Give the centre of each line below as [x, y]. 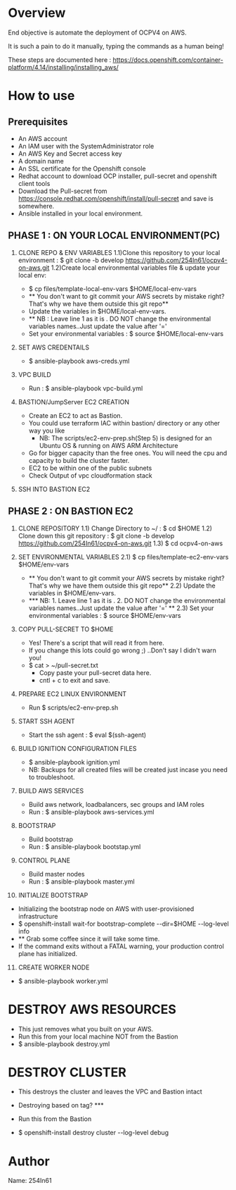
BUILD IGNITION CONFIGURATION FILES [77, 748]
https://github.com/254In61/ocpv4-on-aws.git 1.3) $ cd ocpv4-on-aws [120, 543]
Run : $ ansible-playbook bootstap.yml [85, 846]
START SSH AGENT [47, 721]
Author [29, 1161]
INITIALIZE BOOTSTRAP [53, 895]
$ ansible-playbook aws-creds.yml [79, 361]
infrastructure [38, 916]
